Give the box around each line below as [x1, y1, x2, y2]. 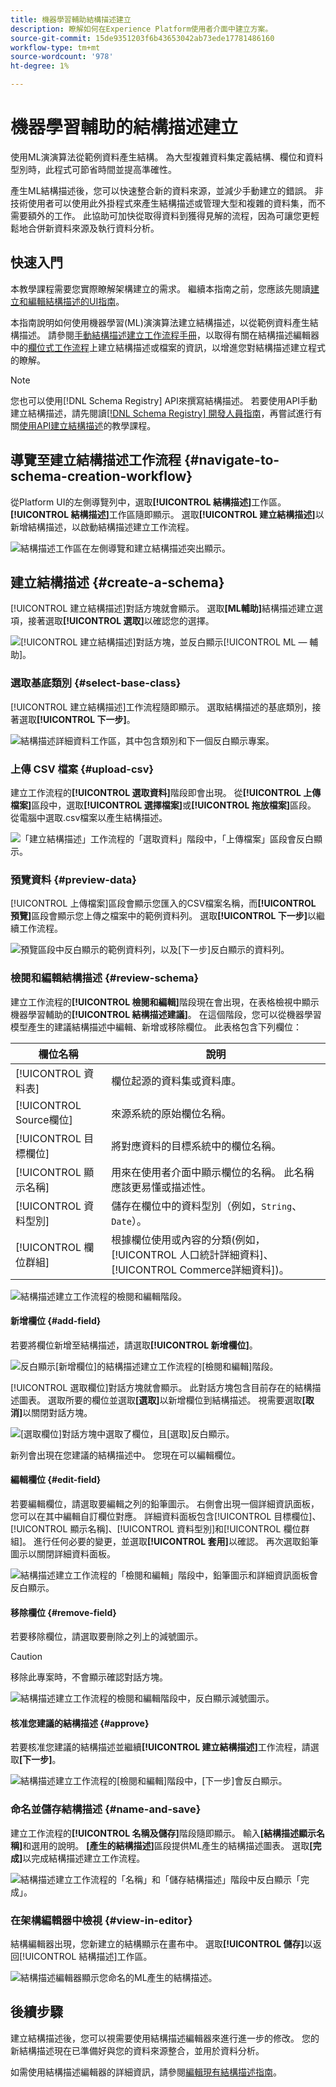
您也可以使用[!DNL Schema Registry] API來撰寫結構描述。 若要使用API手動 [10, 394, 318, 406]
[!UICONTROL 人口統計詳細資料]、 [111, 1247, 274, 1261]
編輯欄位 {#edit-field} [10, 1474, 102, 1486]
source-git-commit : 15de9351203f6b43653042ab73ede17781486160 [10, 33, 275, 43]
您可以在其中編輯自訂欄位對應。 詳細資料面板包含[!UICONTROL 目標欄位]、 [10, 1510, 322, 1522]
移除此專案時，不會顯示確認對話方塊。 [10, 1671, 168, 1683]
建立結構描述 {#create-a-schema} [10, 574, 225, 591]
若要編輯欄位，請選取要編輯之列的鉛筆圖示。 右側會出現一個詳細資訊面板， [10, 1497, 320, 1510]
